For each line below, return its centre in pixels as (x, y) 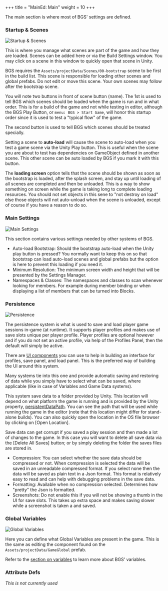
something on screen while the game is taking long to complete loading (79, 189)
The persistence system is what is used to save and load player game (77, 324)
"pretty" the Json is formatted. (44, 489)
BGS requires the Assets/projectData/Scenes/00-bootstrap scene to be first (83, 71)
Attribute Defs (23, 572)
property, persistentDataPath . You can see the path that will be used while (81, 406)
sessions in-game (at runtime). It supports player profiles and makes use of (83, 329)
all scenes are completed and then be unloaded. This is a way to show (77, 184)
